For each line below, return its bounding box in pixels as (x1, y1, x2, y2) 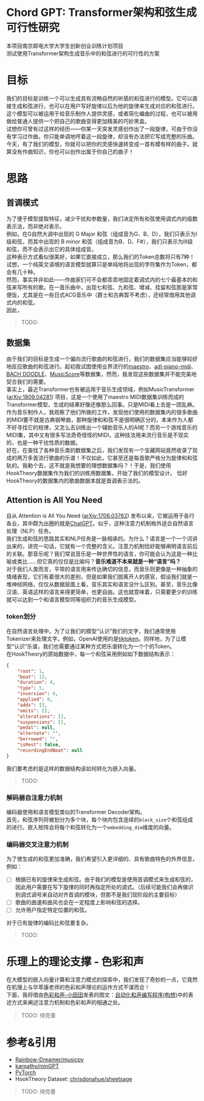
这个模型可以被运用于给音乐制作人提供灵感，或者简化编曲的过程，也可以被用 (6, 110, 198, 117)
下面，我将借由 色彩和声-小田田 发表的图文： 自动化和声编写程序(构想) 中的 (6, 991, 188, 999)
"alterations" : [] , (17, 713, 67, 720)
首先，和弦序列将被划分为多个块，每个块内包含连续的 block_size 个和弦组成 (6, 816, 193, 823)
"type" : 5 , (17, 685, 45, 692)
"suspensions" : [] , (17, 719, 67, 725)
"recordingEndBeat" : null (17, 747, 83, 753)
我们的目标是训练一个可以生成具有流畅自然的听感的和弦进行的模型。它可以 (6, 94, 192, 102)
